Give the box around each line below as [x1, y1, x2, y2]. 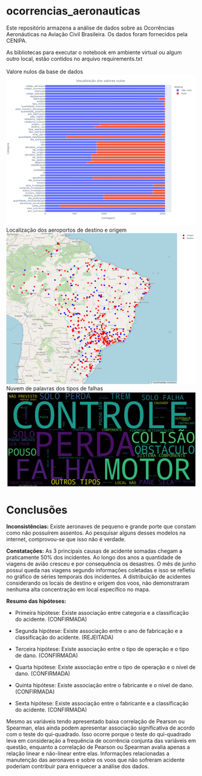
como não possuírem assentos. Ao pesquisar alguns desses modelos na [6, 529, 186, 536]
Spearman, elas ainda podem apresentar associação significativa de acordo [6, 724, 195, 731]
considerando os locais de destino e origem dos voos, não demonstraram [6, 579, 189, 587]
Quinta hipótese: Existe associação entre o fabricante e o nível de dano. [14, 682, 194, 689]
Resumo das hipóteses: [6, 597, 66, 605]
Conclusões [6, 503, 68, 517]
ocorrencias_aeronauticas [6, 4, 140, 18]
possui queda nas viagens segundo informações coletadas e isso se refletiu [6, 567, 195, 574]
